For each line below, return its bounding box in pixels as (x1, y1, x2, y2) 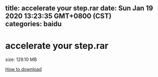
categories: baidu (5, 20, 62, 28)
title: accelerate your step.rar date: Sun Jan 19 (5, 4, 153, 13)
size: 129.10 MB (5, 56, 37, 62)
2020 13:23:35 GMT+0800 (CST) (5, 12, 112, 21)
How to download (5, 66, 42, 72)
